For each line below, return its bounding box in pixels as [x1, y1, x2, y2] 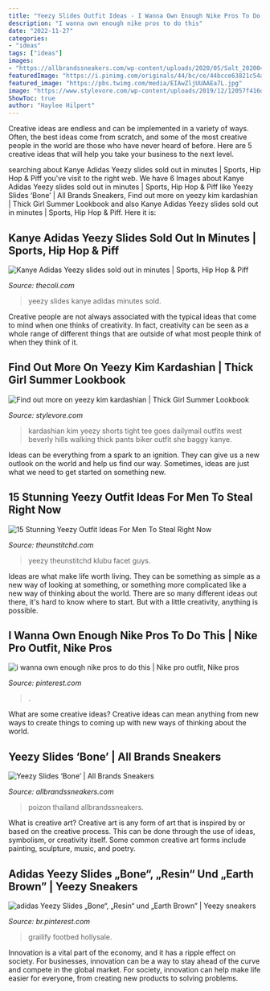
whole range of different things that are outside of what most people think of [8, 328, 262, 338]
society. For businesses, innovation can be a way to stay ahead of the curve [8, 956, 260, 966]
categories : [8, 34, 48, 43]
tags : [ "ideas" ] [8, 49, 63, 57]
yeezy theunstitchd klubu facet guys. [27, 555, 151, 565]
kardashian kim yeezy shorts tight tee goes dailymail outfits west [27, 426, 243, 436]
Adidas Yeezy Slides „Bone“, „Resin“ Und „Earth [8, 867, 255, 881]
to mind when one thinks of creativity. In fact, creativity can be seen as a [8, 320, 249, 330]
